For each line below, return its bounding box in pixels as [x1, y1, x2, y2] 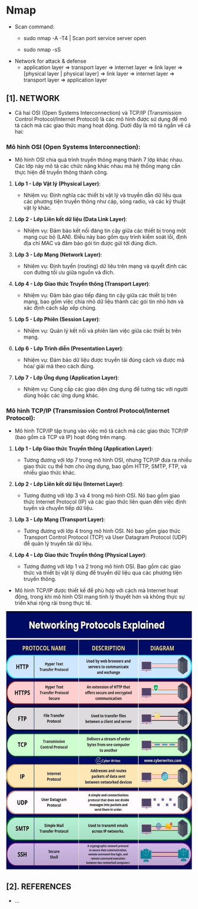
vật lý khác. [23, 204, 52, 212]
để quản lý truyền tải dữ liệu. [23, 540, 93, 547]
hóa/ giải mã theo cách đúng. [23, 363, 95, 370]
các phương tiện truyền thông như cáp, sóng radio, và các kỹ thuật [23, 198, 186, 205]
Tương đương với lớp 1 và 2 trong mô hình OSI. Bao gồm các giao [23, 563, 181, 570]
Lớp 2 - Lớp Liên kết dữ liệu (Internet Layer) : [14, 481, 124, 488]
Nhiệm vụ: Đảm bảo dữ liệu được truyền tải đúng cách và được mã [23, 356, 184, 363]
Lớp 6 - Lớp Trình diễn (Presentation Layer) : [14, 345, 124, 352]
